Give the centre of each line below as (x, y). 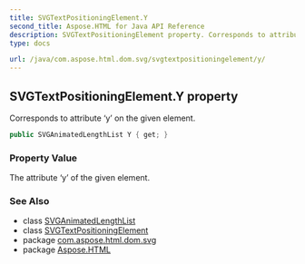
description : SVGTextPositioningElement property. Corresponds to (138, 34)
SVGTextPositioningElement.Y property (124, 96)
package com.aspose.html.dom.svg (89, 240)
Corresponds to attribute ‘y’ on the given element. (103, 118)
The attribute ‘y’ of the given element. (80, 178)
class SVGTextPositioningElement (85, 230)
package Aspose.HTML (67, 249)
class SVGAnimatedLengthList (79, 221)
